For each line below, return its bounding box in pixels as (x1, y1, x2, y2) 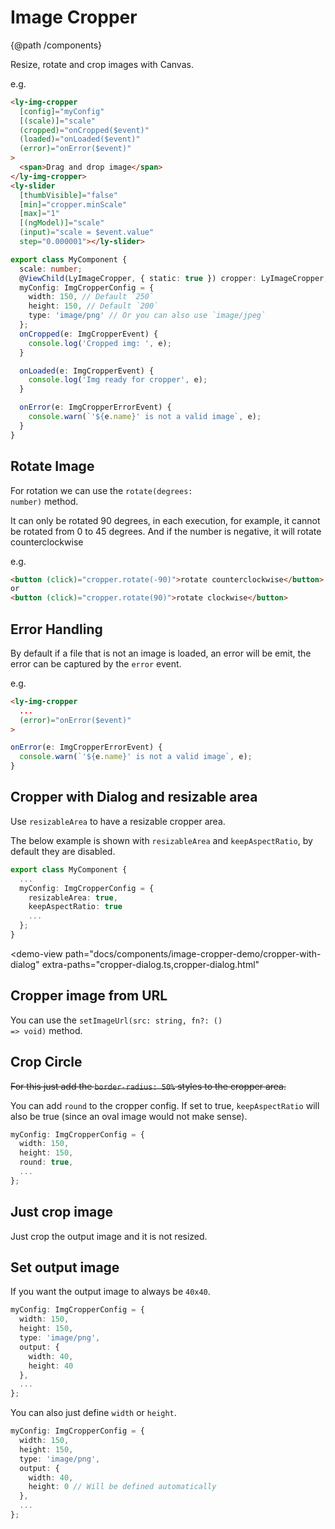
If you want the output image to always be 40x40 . (10, 1286, 211, 1298)
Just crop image (10, 1204, 114, 1221)
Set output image (10, 1259, 120, 1276)
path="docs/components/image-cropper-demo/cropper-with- (64, 947, 322, 960)
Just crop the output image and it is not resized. (10, 1230, 208, 1242)
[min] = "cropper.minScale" (19, 199, 128, 210)
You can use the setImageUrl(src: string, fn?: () (10, 1014, 223, 1026)
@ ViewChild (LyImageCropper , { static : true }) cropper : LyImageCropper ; (19, 273, 329, 283)
